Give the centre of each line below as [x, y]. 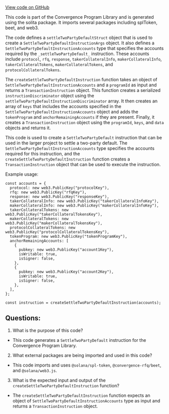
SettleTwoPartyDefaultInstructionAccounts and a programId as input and [81, 85]
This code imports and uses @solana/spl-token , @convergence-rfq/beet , [87, 365]
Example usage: [22, 174]
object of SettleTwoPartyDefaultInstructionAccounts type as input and [86, 400]
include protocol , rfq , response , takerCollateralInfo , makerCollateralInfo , [84, 59]
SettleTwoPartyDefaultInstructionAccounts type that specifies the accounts [84, 48]
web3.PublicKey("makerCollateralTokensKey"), [54, 223]
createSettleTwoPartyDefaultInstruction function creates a [68, 159]
